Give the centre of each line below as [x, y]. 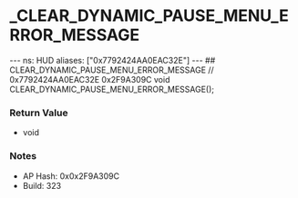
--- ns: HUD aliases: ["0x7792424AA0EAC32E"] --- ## [113, 60]
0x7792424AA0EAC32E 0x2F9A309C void [90, 79]
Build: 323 [42, 185]
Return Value [39, 113]
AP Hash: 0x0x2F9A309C [71, 176]
